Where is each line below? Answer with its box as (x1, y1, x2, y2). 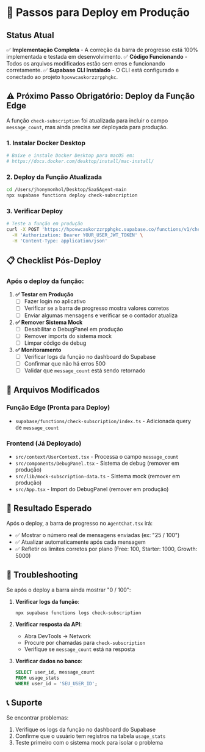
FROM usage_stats (15, 675, 60, 682)
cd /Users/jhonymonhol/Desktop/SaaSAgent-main (6, 187, 127, 193)
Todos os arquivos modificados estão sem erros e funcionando (6, 60, 165, 67)
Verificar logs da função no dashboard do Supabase (24, 353, 156, 360)
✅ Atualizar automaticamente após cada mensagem (15, 538, 146, 546)
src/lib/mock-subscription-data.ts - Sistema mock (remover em (15, 472, 181, 479)
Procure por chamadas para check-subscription (24, 639, 146, 647)
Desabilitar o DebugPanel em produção (24, 325, 123, 333)
